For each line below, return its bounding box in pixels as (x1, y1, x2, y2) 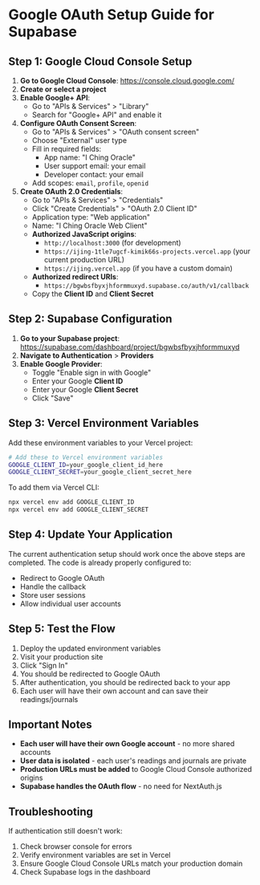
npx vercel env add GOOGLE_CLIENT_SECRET (8, 505, 149, 514)
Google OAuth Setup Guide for (8, 6, 215, 24)
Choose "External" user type (31, 136, 127, 145)
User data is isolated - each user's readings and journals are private (19, 756, 247, 765)
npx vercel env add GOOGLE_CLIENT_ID (8, 498, 135, 506)
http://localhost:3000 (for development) (43, 238, 182, 247)
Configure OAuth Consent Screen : (19, 119, 137, 128)
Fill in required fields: (31, 144, 102, 153)
